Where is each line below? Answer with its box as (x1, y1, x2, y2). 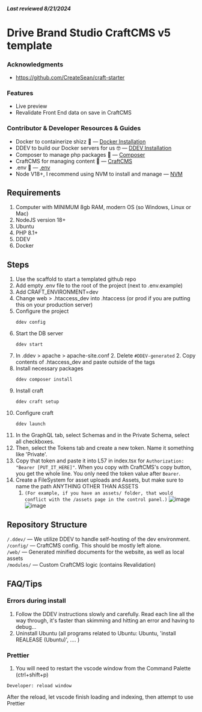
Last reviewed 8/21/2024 (7, 5, 71, 12)
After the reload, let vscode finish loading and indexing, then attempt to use (7, 693, 194, 701)
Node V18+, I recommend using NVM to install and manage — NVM (15, 170, 183, 177)
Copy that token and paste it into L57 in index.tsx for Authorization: (15, 457, 185, 464)
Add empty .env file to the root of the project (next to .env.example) (15, 282, 183, 289)
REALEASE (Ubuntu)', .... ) (15, 636, 80, 643)
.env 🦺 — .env (15, 163, 50, 171)
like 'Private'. (15, 451, 47, 458)
